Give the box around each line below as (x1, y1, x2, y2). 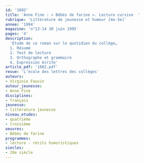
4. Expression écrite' (10, 60, 58, 65)
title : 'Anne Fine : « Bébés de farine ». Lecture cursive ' (5, 12, 140, 17)
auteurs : (5, 74, 24, 79)
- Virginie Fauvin (5, 79, 44, 84)
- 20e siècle (5, 150, 33, 155)
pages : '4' (5, 31, 29, 36)
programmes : (5, 136, 31, 141)
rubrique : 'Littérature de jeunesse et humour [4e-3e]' (5, 17, 127, 22)
